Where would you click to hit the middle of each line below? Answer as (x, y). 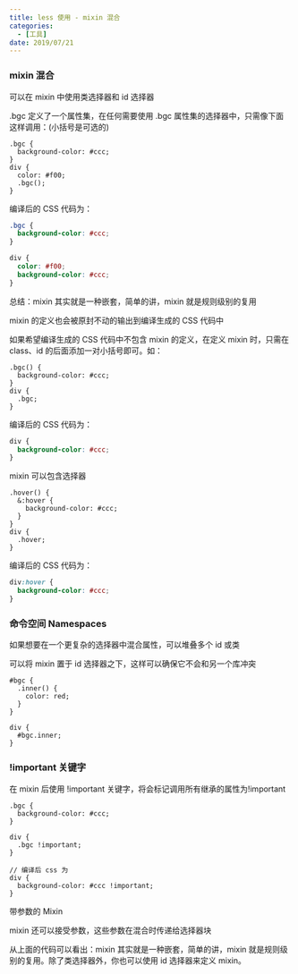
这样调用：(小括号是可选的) (60, 127)
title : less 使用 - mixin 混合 (65, 17)
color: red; (47, 697)
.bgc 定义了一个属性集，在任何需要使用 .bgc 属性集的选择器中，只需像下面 (147, 115)
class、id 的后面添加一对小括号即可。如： (86, 351)
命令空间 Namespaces (58, 623)
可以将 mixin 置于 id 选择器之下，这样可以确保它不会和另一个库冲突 (133, 664)
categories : (31, 26)
